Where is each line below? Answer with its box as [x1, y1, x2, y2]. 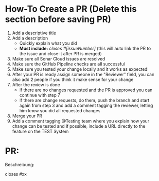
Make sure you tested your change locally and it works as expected [12, 66, 148, 72]
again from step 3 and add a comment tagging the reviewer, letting [19, 102, 153, 108]
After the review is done [12, 81, 60, 87]
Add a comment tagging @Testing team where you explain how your [12, 118, 150, 124]
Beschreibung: [5, 161, 35, 167]
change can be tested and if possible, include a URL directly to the [12, 123, 146, 129]
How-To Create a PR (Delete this [5, 3, 137, 15]
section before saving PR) [5, 14, 111, 25]
